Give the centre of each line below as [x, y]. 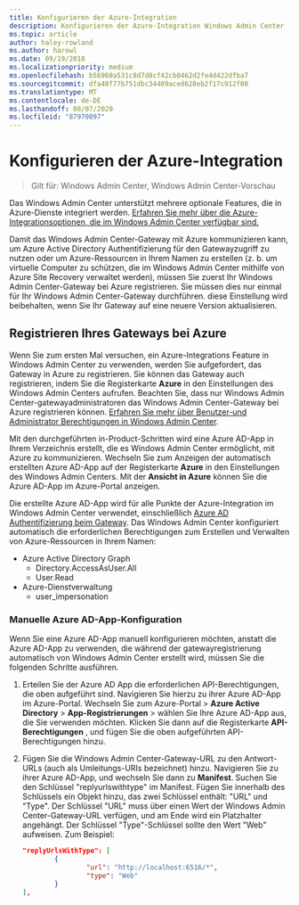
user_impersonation [72, 596]
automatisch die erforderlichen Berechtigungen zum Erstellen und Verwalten [149, 531]
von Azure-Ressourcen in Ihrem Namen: [83, 541]
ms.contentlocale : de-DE [55, 100]
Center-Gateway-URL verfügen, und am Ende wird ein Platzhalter [142, 816]
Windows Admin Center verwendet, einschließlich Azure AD [119, 513]
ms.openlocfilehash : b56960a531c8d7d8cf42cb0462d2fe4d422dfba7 [129, 76]
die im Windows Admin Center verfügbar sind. [174, 222]
